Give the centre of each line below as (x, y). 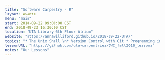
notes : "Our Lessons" (27, 50)
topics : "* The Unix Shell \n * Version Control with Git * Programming (80, 41)
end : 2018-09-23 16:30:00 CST (36, 28)
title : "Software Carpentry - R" (39, 9)
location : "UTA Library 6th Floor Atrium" (49, 32)
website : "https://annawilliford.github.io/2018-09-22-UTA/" (69, 37)
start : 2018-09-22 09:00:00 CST (38, 23)
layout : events (21, 14)
